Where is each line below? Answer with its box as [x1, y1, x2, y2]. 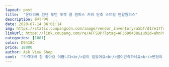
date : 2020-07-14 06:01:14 [5, 21, 62, 27]
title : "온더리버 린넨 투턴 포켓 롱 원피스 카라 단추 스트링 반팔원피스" [5, 12, 138, 17]
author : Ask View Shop [5, 49, 53, 54]
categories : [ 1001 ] [5, 36, 46, 41]
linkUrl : [5, 31, 24, 36]
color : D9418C [5, 40, 35, 45]
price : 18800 [5, 45, 33, 50]
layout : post [5, 7, 33, 13]
